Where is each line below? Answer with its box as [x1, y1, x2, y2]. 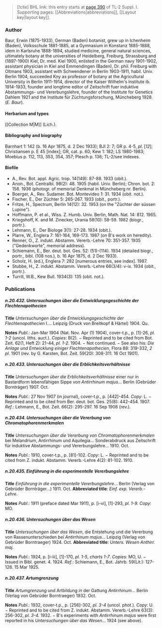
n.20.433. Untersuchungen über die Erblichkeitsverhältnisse [5, 361, 131, 367]
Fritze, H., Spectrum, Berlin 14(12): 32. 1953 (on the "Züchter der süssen [12, 201, 156, 207]
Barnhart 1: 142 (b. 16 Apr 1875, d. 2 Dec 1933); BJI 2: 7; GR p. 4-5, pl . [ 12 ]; [5, 143, 153, 149]
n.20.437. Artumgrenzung [5, 575, 59, 581]
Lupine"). [12, 206, 30, 212]
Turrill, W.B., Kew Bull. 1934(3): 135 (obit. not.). [12, 273, 105, 279]
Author [5, 26, 22, 33]
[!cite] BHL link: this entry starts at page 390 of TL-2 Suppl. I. [16, 4, 139, 10]
